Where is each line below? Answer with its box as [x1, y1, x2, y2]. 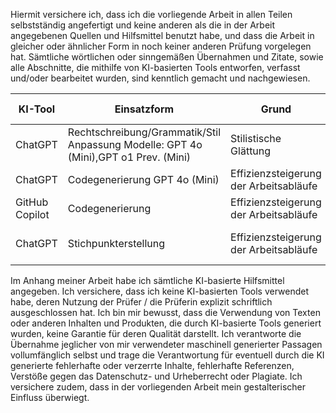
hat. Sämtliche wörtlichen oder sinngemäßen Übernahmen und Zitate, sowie [10, 51, 324, 63]
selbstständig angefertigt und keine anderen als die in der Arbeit [10, 19, 276, 31]
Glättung [230, 144, 272, 158]
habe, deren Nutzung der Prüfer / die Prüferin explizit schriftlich [10, 296, 273, 308]
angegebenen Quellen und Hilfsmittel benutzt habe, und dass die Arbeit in [10, 30, 315, 41]
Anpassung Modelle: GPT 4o [67, 138, 203, 151]
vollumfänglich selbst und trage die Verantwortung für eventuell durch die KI [10, 349, 325, 361]
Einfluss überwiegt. [10, 392, 90, 403]
